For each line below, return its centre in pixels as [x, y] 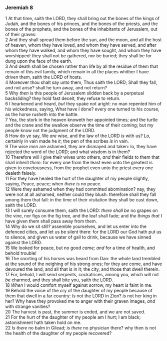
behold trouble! [21, 253]
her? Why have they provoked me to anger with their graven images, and [80, 301]
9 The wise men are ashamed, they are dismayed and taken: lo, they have [81, 147]
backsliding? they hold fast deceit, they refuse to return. [63, 98]
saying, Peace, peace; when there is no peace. [53, 184]
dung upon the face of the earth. [39, 61]
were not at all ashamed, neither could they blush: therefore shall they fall [81, 194]
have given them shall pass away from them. [51, 221]
